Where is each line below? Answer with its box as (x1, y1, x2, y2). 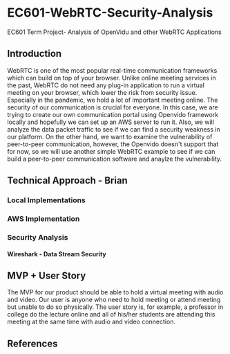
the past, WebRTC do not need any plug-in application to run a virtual (7, 81, 205, 89)
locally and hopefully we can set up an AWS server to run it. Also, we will (7, 118, 214, 126)
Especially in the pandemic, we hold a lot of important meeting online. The (7, 96, 218, 104)
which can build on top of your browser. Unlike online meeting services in (7, 73, 216, 82)
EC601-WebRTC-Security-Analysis (7, 5, 213, 21)
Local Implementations (7, 195, 86, 205)
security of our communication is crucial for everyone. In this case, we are (7, 103, 219, 112)
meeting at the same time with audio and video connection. (7, 317, 176, 326)
